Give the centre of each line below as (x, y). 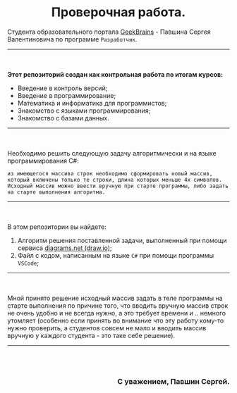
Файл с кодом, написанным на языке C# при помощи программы (116, 255)
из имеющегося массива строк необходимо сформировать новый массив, (110, 173)
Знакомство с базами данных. (63, 118)
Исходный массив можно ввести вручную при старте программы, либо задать (118, 186)
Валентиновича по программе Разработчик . (72, 39)
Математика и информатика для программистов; (92, 103)
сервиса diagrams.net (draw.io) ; (65, 248)
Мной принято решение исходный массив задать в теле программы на (115, 298)
